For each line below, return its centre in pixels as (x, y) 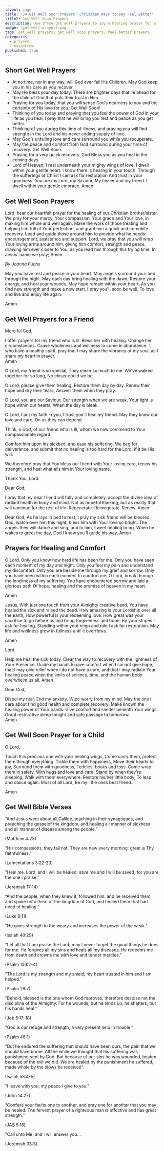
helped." (13, 979)
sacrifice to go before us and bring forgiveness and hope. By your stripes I (80, 620)
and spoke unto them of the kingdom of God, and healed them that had (76, 902)
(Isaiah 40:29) (19, 935)
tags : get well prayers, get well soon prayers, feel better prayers (77, 32)
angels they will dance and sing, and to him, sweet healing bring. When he (80, 527)
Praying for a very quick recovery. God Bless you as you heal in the (80, 155)
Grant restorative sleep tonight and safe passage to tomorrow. (68, 715)
